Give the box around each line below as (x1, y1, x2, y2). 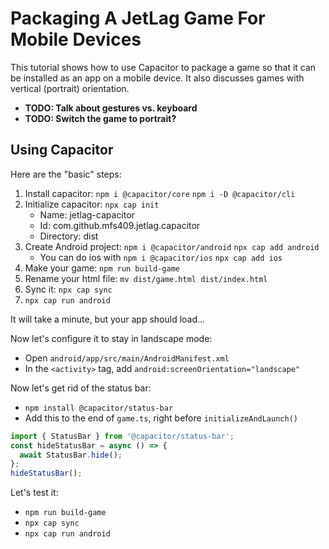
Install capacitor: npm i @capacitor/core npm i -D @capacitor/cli (24, 187, 296, 199)
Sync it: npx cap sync (24, 283, 113, 295)
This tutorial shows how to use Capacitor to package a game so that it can (10, 61, 317, 73)
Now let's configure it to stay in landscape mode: (10, 332, 213, 344)
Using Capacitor (10, 142, 114, 159)
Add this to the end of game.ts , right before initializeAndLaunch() (24, 412, 298, 424)
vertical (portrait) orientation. (10, 82, 130, 94)
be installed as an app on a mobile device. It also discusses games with (10, 72, 305, 84)
